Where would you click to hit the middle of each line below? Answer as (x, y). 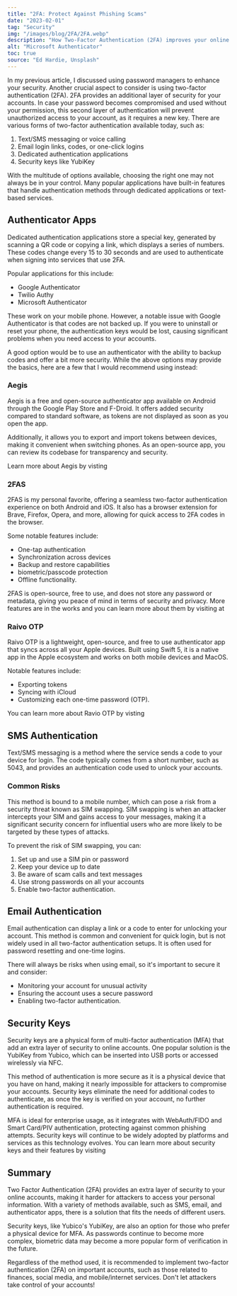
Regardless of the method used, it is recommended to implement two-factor (118, 1262)
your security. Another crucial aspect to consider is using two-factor (107, 87)
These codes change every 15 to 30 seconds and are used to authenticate (116, 252)
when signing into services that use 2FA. (67, 260)
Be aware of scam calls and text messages (80, 874)
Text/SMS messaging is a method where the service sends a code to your (115, 753)
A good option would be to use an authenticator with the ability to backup (114, 352)
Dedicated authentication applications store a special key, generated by (112, 237)
